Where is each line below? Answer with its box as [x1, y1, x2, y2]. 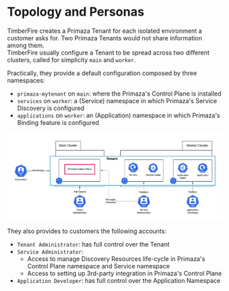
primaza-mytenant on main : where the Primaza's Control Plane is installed [16, 89, 222, 98]
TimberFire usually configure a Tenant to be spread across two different [7, 48, 210, 57]
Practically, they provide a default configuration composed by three [7, 69, 197, 77]
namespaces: [7, 76, 46, 84]
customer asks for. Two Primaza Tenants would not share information [7, 33, 203, 42]
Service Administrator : [16, 247, 84, 256]
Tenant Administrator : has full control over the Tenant [16, 240, 170, 249]
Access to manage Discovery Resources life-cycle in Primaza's [27, 255, 206, 263]
